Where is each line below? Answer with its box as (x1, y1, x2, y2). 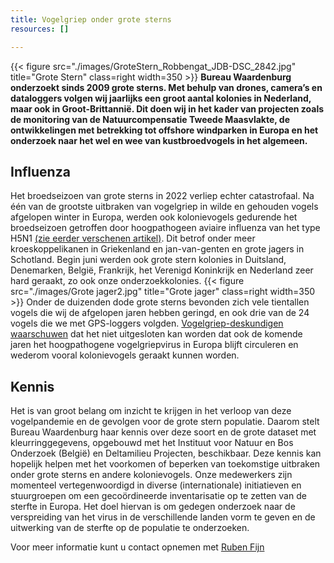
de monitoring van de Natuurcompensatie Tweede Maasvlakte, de (10, 113, 291, 125)
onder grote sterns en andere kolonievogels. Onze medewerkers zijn (10, 469, 293, 481)
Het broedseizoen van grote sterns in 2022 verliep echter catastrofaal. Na (10, 190, 315, 202)
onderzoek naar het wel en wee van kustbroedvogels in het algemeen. (10, 134, 308, 146)
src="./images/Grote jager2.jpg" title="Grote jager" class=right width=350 (10, 286, 316, 298)
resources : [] (10, 24, 70, 34)
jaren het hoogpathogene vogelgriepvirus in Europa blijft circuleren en (10, 339, 299, 351)
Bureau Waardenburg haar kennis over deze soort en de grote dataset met (10, 426, 317, 438)
